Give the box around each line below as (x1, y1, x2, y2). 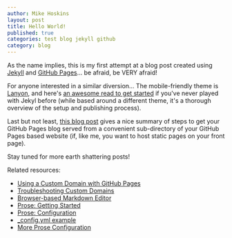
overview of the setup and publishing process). (7, 104, 142, 112)
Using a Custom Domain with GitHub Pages (17, 179, 141, 187)
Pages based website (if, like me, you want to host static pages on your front (7, 132, 225, 140)
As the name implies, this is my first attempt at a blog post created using (7, 61, 213, 69)
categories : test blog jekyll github (7, 36, 116, 43)
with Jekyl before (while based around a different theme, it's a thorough (7, 97, 212, 104)
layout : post (7, 17, 45, 23)
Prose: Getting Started (17, 201, 81, 209)
